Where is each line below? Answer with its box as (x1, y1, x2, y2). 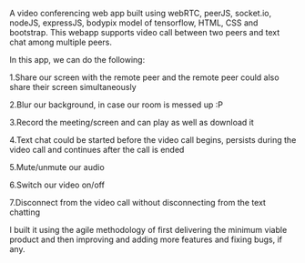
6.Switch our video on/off (9, 179, 105, 190)
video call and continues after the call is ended (9, 145, 185, 155)
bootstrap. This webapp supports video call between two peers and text (9, 27, 280, 37)
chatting (9, 207, 41, 217)
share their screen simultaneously (9, 82, 137, 92)
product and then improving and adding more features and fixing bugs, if (9, 234, 283, 245)
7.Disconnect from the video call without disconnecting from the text (9, 197, 267, 207)
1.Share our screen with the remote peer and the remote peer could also (9, 72, 280, 83)
